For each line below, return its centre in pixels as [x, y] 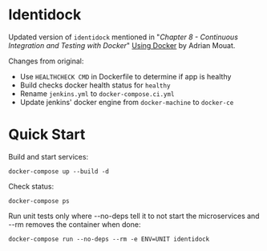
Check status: [31, 186]
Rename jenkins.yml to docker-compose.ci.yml [97, 93]
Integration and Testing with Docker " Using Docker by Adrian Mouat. [122, 45]
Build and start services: [49, 156]
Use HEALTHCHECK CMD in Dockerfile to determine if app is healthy [125, 76]
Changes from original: [46, 61]
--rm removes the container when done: [75, 224]
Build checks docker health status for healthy [95, 85]
